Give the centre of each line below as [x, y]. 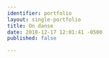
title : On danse [30, 26]
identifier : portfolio [39, 13]
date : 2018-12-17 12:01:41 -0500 [55, 32]
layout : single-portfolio [44, 20]
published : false [32, 38]
